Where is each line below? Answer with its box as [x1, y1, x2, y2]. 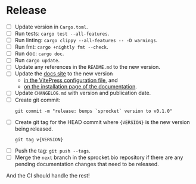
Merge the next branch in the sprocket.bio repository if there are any [14, 154, 183, 161]
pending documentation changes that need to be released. [14, 160, 159, 167]
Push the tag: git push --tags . [14, 147, 91, 154]
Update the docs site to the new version [14, 70, 113, 77]
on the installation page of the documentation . [23, 83, 137, 90]
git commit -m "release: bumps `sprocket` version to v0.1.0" [14, 108, 173, 114]
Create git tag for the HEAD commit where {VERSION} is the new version [14, 118, 191, 125]
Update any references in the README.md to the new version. [14, 64, 161, 71]
